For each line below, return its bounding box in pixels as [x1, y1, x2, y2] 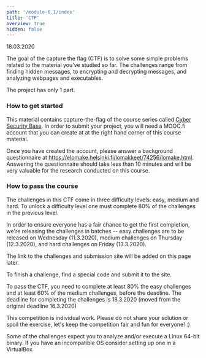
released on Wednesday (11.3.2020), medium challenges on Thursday [6, 234, 183, 241]
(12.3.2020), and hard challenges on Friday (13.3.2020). [6, 240, 147, 247]
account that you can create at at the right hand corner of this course [6, 128, 181, 136]
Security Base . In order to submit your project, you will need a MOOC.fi [6, 122, 186, 130]
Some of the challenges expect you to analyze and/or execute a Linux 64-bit [6, 332, 200, 340]
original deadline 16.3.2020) [6, 302, 77, 309]
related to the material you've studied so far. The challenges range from [6, 61, 188, 69]
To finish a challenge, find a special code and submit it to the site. [6, 271, 172, 278]
